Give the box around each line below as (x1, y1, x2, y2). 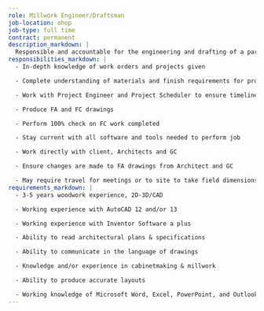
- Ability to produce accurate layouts (15, 276, 146, 284)
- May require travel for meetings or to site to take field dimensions (15, 176, 258, 184)
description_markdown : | (8, 41, 90, 49)
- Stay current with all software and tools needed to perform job (15, 134, 241, 142)
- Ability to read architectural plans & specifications (15, 234, 206, 242)
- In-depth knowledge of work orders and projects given (15, 63, 206, 71)
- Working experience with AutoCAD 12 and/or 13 (15, 205, 178, 213)
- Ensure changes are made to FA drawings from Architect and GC (15, 162, 234, 170)
